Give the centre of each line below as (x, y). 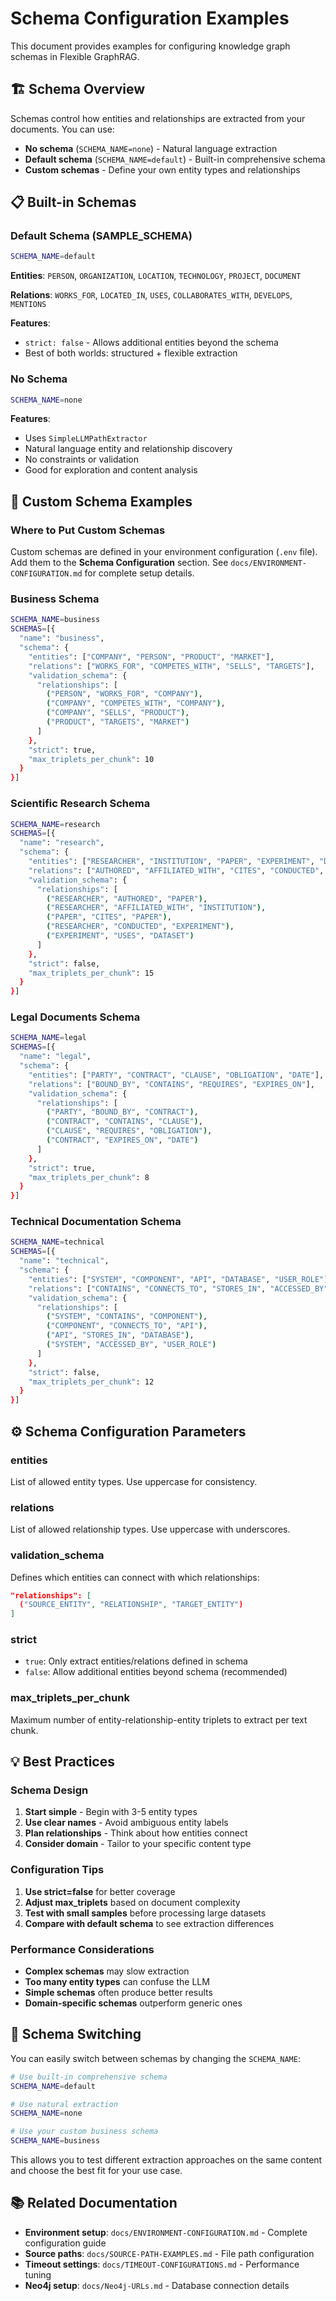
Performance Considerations (82, 1949)
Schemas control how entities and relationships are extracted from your (158, 118)
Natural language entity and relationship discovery (128, 449)
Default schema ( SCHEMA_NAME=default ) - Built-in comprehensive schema (175, 159)
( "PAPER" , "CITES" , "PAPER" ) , (109, 917)
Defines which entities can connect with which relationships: (135, 1577)
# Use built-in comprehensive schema (89, 2077)
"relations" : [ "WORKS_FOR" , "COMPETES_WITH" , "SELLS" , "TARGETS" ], (171, 666)
